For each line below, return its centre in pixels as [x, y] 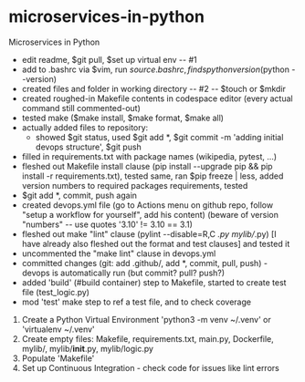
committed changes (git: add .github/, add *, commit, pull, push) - [145, 263]
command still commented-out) [81, 108]
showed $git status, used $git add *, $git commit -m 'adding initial [159, 137]
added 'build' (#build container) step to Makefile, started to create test [154, 282]
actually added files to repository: [85, 127]
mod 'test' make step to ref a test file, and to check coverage [137, 302]
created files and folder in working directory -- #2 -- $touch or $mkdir [154, 88]
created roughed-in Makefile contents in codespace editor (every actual [157, 98]
